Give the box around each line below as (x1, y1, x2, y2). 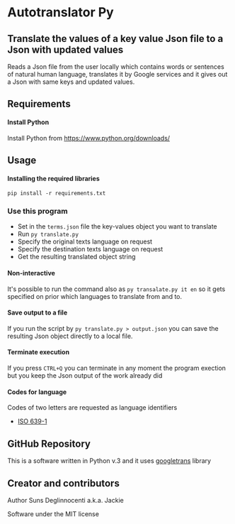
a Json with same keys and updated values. (7, 77, 135, 86)
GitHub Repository (7, 437, 91, 449)
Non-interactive (7, 269, 55, 278)
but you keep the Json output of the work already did (7, 371, 163, 380)
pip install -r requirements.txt (7, 190, 106, 197)
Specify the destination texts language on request (17, 245, 164, 253)
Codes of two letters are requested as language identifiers (7, 403, 178, 412)
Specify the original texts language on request (17, 237, 153, 246)
